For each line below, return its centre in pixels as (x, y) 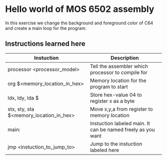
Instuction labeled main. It (120, 123)
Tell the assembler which (119, 66)
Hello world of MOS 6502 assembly (80, 9)
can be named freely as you (123, 129)
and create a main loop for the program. (46, 28)
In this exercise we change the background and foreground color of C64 (79, 23)
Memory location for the (118, 80)
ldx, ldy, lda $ (23, 98)
